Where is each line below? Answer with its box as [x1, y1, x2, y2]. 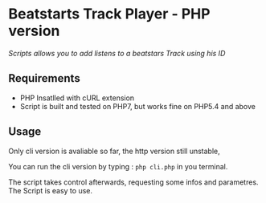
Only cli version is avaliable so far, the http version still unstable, [8, 146, 221, 156]
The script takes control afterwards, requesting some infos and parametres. [8, 177, 259, 187]
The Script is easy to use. [8, 185, 92, 195]
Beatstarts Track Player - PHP [8, 5, 211, 23]
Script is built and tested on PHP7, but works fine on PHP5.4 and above [19, 101, 256, 111]
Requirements [8, 71, 80, 85]
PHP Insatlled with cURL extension [19, 93, 135, 103]
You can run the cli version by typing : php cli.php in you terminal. [8, 161, 228, 171]
